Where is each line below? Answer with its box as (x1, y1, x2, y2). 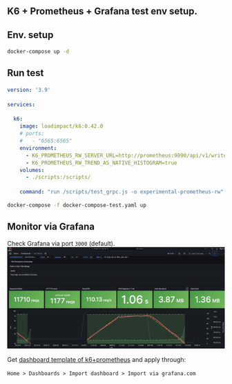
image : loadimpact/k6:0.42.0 (19, 123, 104, 130)
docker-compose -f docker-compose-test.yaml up (7, 202, 147, 209)
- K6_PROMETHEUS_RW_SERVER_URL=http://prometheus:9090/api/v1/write (25, 152, 227, 159)
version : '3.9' (7, 86, 51, 93)
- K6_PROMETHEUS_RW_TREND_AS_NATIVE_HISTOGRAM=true (25, 159, 177, 166)
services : (7, 101, 36, 108)
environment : (19, 144, 57, 151)
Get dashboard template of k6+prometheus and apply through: (7, 356, 186, 364)
